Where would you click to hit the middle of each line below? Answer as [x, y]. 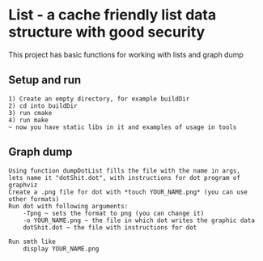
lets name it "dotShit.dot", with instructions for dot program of [125, 178]
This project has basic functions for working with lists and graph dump [126, 54]
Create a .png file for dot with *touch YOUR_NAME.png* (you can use [128, 192]
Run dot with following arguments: [68, 206]
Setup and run [45, 80]
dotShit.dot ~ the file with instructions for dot [110, 227]
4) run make [28, 120]
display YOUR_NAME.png [61, 249]
